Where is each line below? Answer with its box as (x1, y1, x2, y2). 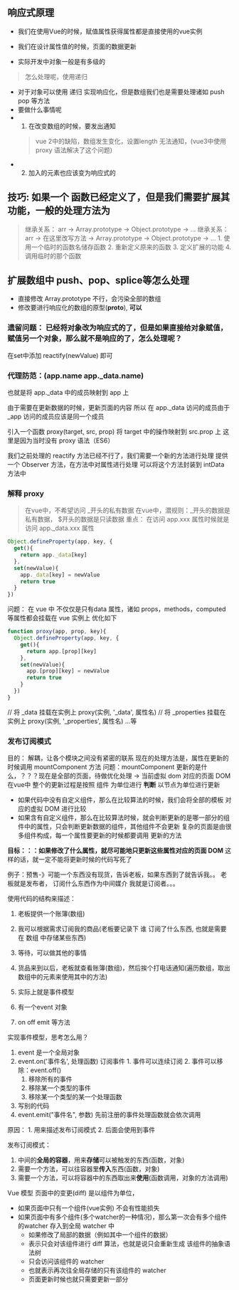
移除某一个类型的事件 (28, 1084, 91, 1092)
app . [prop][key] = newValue (26, 667, 110, 675)
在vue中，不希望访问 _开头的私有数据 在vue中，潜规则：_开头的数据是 (24, 506, 231, 514)
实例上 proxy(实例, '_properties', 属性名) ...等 (7, 717, 137, 725)
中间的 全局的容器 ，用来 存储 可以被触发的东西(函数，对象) (17, 1156, 185, 1165)
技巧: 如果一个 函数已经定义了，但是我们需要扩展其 (7, 191, 230, 203)
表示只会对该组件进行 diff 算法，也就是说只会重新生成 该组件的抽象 (28, 1239, 225, 1248)
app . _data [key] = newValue (20, 571, 100, 578)
